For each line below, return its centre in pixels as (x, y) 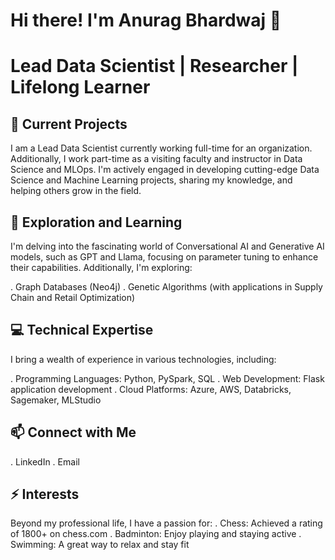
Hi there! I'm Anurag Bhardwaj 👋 (146, 20)
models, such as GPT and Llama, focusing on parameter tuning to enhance (164, 257)
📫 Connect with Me (73, 432)
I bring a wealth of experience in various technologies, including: (143, 359)
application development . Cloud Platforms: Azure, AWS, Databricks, (151, 389)
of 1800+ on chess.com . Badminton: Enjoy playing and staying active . (156, 534)
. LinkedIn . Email (45, 461)
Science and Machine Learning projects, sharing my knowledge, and (151, 180)
